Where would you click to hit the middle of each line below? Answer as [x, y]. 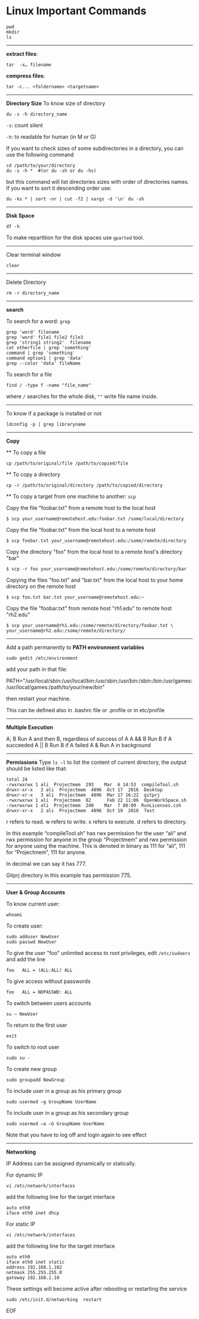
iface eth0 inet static [36, 1262]
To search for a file [29, 374]
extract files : [22, 54]
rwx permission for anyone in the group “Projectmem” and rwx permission [97, 839]
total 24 [17, 779]
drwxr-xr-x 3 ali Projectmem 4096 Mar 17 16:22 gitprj [83, 795]
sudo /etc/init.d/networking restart [54, 1299]
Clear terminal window [33, 255]
